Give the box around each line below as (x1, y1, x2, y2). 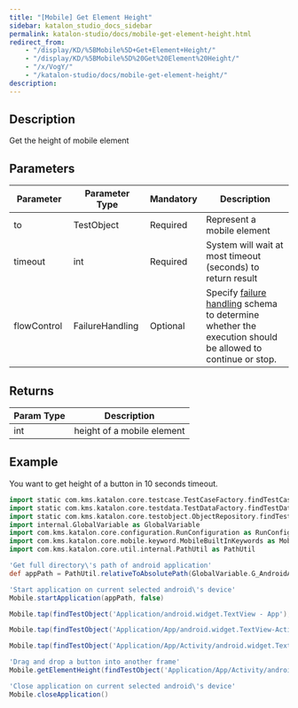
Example (9, 454, 59, 470)
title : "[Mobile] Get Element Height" (9, 12, 153, 22)
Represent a (206, 214, 257, 226)
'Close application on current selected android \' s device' (9, 681, 237, 690)
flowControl (13, 320, 63, 333)
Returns (9, 383, 55, 398)
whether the (206, 320, 257, 333)
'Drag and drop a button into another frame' (9, 657, 180, 666)
